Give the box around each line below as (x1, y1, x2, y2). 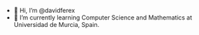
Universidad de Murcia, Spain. (13, 21, 100, 28)
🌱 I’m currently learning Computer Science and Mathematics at (13, 13, 193, 22)
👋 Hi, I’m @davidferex (13, 7, 76, 14)
